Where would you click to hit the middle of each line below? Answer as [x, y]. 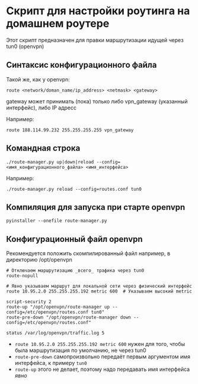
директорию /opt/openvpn [39, 260]
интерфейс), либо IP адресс [41, 108]
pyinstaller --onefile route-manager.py [57, 221]
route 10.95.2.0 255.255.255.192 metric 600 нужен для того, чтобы [100, 344]
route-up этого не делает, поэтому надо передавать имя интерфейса [102, 369]
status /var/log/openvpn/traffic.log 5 [55, 333]
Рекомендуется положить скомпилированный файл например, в [88, 253]
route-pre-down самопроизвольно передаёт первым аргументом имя [103, 357]
